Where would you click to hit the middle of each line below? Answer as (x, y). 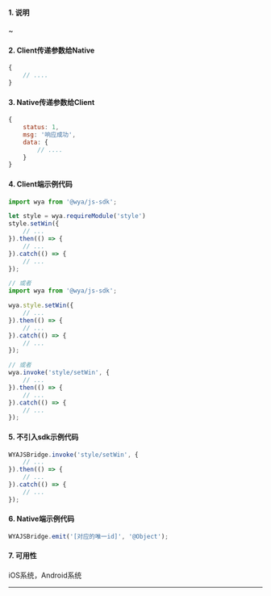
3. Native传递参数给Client (52, 102)
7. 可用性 (23, 556)
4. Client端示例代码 (40, 184)
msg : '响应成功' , (50, 134)
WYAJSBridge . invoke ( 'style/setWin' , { (73, 455)
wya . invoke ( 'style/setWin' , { (59, 373)
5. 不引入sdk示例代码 (44, 437)
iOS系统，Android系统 (45, 575)
